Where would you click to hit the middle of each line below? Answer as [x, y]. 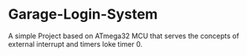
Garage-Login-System [83, 14]
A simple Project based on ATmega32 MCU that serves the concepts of [124, 36]
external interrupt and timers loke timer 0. [76, 44]
